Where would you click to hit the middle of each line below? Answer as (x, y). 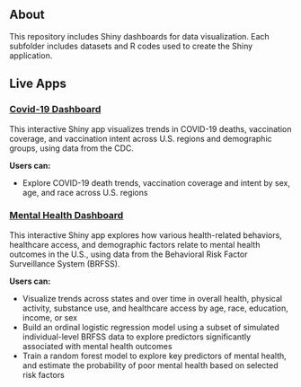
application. (31, 55)
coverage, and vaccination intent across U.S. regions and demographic (141, 138)
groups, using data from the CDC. (72, 148)
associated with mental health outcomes (97, 346)
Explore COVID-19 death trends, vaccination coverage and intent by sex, (156, 182)
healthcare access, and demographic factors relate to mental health (135, 244)
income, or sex (50, 317)
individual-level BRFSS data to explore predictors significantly (137, 337)
